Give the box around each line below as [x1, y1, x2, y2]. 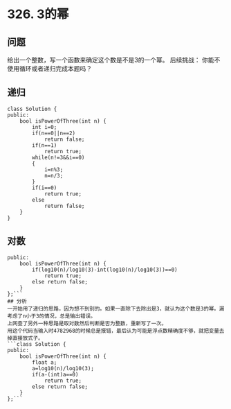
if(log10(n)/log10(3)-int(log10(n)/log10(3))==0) [32, 266, 178, 273]
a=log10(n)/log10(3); [32, 365, 95, 372]
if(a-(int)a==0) [32, 371, 79, 378]
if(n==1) [32, 141, 57, 149]
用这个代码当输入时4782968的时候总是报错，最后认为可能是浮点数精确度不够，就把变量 [7, 327, 220, 334]
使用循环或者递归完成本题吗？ [7, 64, 92, 73]
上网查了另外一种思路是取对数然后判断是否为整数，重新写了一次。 [7, 320, 167, 327]
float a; [32, 358, 57, 366]
